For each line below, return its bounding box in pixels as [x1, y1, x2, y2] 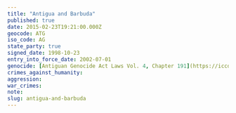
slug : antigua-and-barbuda [7, 95, 86, 102]
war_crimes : [7, 82, 42, 89]
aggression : [7, 75, 42, 83]
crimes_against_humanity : [7, 69, 83, 76]
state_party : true [7, 43, 61, 50]
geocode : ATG [7, 29, 46, 37]
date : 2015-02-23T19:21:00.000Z [7, 23, 102, 30]
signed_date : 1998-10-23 [7, 50, 80, 57]
